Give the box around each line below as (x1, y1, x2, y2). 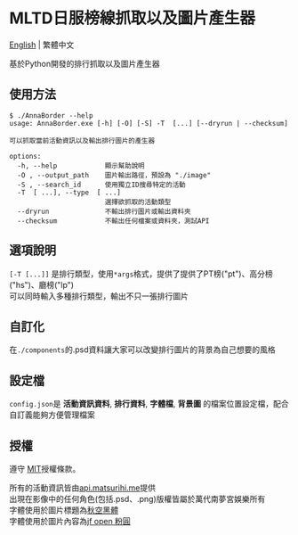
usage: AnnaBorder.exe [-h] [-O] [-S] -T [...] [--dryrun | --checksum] (9, 119, 289, 128)
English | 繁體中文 (9, 39, 75, 50)
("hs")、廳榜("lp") (9, 279, 74, 290)
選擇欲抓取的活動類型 (104, 197, 172, 206)
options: (9, 152, 42, 160)
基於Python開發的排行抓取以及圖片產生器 (9, 58, 160, 69)
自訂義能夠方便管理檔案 (9, 409, 95, 420)
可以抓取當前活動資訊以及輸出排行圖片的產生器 (9, 136, 156, 145)
